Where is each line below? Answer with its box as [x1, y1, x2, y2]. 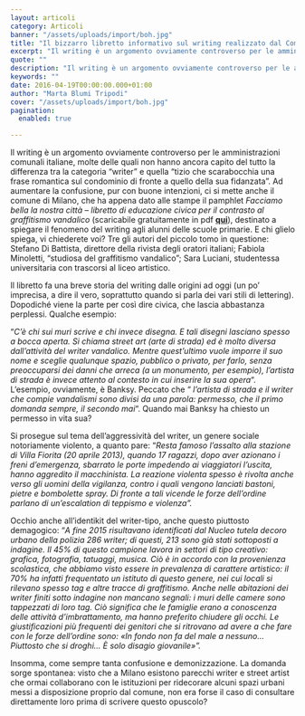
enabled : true [18, 114, 71, 123]
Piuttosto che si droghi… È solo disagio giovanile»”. [10, 640, 202, 652]
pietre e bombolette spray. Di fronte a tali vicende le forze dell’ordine [10, 488, 267, 499]
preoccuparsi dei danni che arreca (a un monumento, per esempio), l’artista [10, 365, 295, 376]
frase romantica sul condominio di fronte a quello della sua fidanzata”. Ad [10, 176, 283, 186]
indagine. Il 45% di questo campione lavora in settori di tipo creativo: [10, 544, 268, 555]
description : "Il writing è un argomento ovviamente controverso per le [10, 64, 291, 73]
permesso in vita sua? [10, 413, 92, 424]
